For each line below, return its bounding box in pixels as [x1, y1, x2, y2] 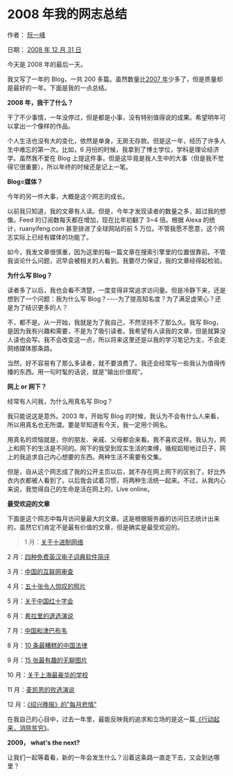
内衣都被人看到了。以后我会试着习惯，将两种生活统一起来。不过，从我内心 [12, 476, 226, 484]
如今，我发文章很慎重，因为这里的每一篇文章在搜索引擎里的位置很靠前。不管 [7, 247, 226, 256]
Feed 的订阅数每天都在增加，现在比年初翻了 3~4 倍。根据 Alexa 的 [19, 215, 209, 224]
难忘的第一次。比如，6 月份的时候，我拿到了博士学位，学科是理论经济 [19, 145, 220, 154]
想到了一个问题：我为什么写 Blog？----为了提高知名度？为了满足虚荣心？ [7, 295, 216, 303]
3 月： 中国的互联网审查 [7, 567, 74, 575]
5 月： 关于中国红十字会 [7, 597, 74, 605]
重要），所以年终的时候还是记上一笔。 [25, 163, 132, 171]
